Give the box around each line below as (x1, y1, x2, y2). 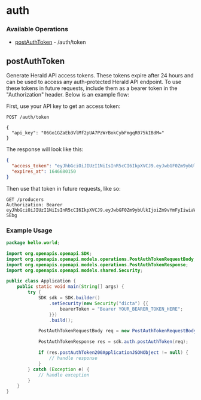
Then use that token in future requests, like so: (6, 185, 121, 192)
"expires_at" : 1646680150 (11, 169, 77, 175)
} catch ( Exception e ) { (28, 366, 90, 372)
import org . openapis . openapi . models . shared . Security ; (6, 267, 144, 273)
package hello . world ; (6, 240, 60, 246)
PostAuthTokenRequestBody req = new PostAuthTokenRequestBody (38, 328, 197, 334)
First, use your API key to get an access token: (6, 103, 121, 110)
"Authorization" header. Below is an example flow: (6, 91, 130, 98)
